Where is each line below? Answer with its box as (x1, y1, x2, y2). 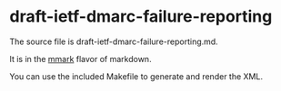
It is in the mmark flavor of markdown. (9, 53, 152, 64)
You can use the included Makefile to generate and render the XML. (9, 70, 264, 82)
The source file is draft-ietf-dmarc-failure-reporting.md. (9, 36, 218, 47)
